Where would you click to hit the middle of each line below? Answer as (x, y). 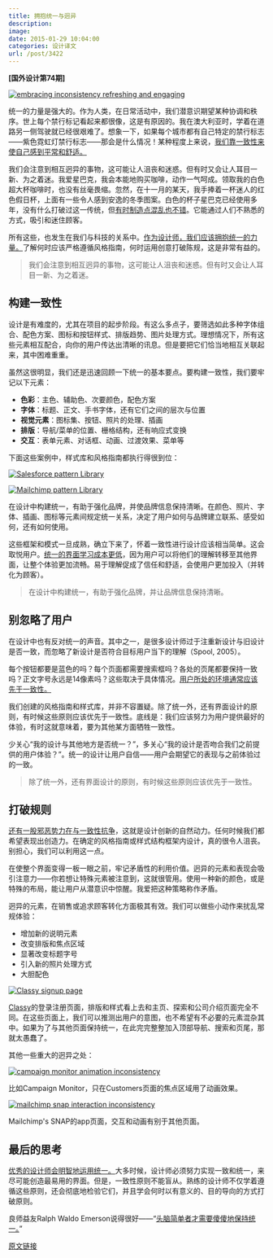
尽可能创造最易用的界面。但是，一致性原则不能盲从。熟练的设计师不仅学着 (133, 1181)
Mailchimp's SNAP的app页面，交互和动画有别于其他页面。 (106, 1121)
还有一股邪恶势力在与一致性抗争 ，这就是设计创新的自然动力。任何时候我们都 (136, 831)
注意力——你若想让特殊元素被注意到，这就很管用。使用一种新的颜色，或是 (140, 879)
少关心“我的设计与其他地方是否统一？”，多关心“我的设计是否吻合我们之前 (131, 744)
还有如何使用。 (48, 527)
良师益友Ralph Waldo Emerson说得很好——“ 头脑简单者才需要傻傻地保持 (129, 1219)
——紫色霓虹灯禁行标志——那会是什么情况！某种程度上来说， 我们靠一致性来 (136, 142)
